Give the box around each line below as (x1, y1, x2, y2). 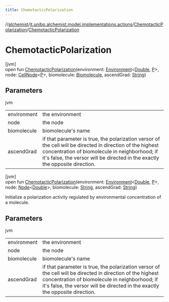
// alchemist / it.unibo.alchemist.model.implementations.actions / (5, 21, 134, 27)
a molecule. (5, 200, 29, 206)
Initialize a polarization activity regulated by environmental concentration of (5, 194, 161, 200)
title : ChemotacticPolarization (5, 7, 73, 13)
